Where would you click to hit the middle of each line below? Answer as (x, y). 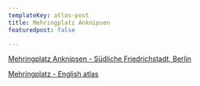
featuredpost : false (42, 30)
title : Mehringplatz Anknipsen (59, 23)
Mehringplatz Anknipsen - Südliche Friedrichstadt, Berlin (100, 59)
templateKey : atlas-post (49, 15)
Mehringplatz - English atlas (53, 74)
